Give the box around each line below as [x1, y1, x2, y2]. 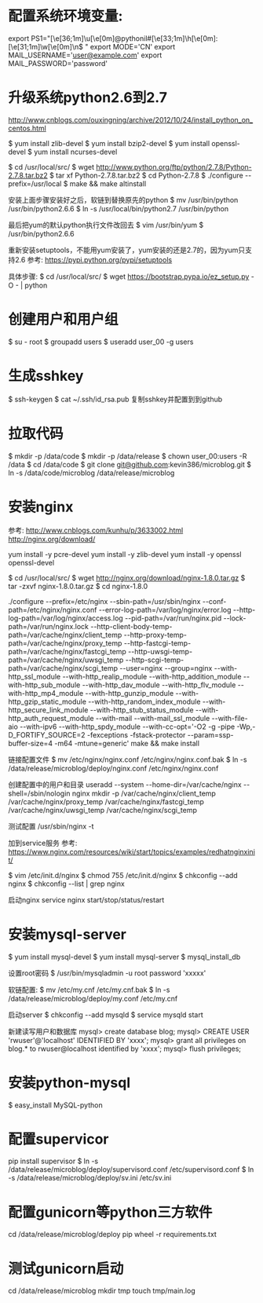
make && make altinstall [69, 178, 147, 188]
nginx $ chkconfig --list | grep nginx [8, 879, 126, 888]
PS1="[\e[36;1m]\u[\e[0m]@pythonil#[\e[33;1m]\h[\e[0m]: [31, 33, 218, 43]
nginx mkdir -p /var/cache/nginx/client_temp [71, 789, 216, 798]
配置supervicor [8, 1130, 109, 1147]
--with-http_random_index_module [87, 697, 201, 706]
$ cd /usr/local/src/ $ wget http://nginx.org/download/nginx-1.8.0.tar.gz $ [8, 573, 246, 582]
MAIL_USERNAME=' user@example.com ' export [8, 50, 163, 60]
